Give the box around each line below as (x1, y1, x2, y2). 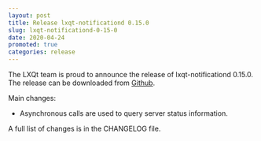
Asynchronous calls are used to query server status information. (19, 109, 228, 118)
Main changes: (8, 94, 57, 102)
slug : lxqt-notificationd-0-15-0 (8, 26, 118, 34)
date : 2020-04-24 (8, 33, 65, 42)
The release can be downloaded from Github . (8, 78, 156, 87)
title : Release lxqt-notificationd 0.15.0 (8, 19, 149, 27)
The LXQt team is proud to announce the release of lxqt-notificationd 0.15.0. (8, 70, 254, 79)
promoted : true (8, 41, 58, 49)
